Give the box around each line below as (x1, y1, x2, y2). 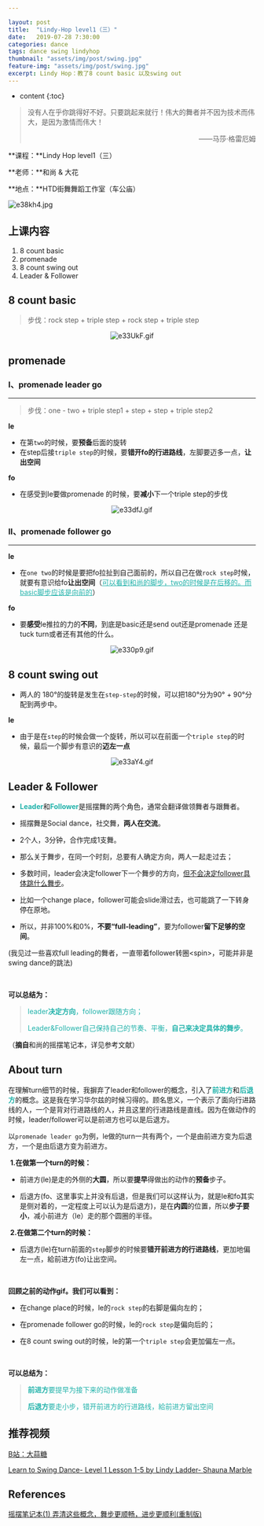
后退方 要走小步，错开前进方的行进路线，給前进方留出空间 (27, 1401, 214, 1411)
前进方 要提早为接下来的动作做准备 (27, 1384, 138, 1394)
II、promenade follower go (8, 526, 112, 537)
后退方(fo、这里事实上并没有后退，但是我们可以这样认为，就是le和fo (19, 1191, 241, 1201)
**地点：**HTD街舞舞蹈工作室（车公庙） (8, 184, 140, 193)
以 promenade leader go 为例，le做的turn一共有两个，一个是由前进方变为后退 (8, 1131, 253, 1141)
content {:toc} (19, 91, 65, 101)
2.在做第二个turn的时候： (9, 1227, 93, 1237)
